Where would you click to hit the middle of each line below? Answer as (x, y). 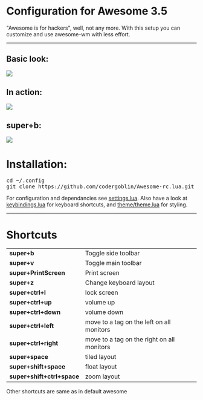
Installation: (37, 164)
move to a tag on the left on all (128, 322)
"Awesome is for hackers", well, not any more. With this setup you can (93, 28)
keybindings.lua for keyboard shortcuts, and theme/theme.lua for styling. (97, 205)
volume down (104, 312)
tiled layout (101, 357)
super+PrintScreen (37, 273)
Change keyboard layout (120, 283)
